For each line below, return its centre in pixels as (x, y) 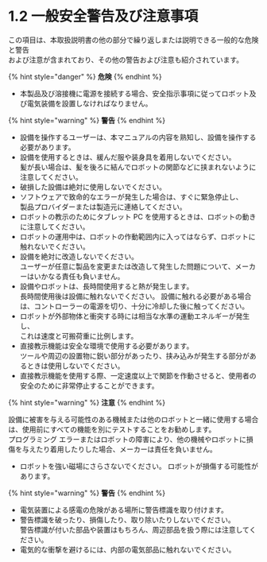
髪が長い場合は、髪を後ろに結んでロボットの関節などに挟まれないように (138, 167)
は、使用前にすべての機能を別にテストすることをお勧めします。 (112, 429)
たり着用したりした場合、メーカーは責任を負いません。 (126, 449)
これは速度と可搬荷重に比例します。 (79, 335)
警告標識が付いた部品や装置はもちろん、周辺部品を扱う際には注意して (134, 529)
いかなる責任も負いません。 (79, 276)
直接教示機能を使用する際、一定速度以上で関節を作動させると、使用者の (138, 375)
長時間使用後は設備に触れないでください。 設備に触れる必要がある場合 (135, 296)
